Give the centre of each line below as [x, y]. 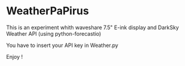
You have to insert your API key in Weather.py [62, 45]
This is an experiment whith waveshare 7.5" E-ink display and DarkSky [92, 27]
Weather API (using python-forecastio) [54, 33]
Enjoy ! [15, 56]
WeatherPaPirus [48, 11]
